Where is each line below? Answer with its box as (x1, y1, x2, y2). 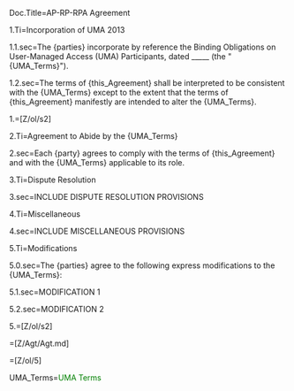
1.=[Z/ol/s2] (9, 114, 51, 124)
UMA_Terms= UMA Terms (9, 372, 102, 383)
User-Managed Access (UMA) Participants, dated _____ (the (9, 51, 227, 61)
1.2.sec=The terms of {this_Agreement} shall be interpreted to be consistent (9, 78, 285, 88)
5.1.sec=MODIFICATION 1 (9, 287, 101, 297)
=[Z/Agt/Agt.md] (9, 338, 70, 349)
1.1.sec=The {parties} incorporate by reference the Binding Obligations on (9, 42, 276, 52)
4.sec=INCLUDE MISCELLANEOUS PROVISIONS (9, 226, 185, 236)
